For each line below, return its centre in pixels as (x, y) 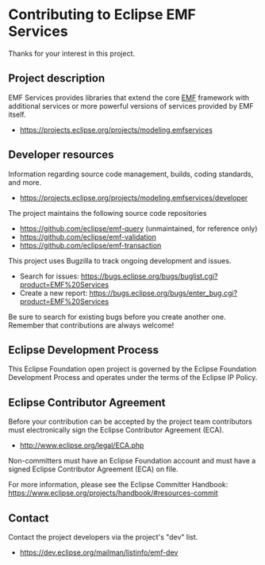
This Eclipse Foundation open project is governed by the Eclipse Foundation (132, 369)
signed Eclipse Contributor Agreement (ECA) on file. (93, 469)
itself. (17, 114)
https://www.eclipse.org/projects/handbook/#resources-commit (113, 493)
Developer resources (61, 155)
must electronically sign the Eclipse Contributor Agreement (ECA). (116, 430)
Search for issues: (49, 276)
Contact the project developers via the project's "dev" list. (103, 537)
